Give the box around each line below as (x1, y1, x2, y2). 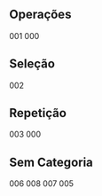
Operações (9, 7, 72, 22)
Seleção (9, 57, 56, 72)
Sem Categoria (9, 154, 93, 169)
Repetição (9, 106, 67, 121)
